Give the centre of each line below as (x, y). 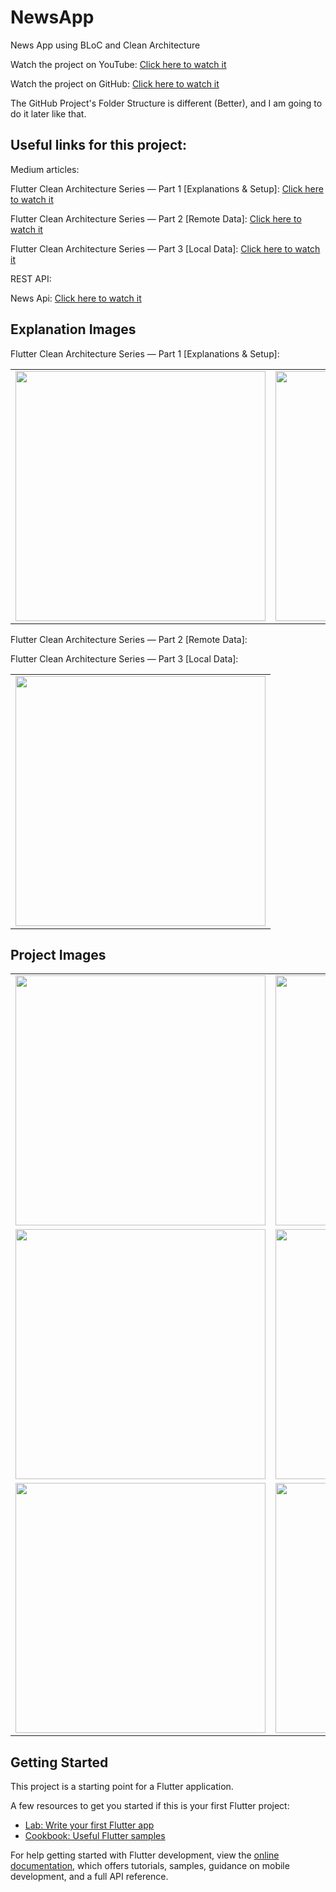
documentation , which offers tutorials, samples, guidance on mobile (150, 1866)
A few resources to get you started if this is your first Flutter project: (150, 1806)
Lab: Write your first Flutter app (89, 1825)
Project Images (58, 954)
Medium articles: (45, 169)
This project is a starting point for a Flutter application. (122, 1787)
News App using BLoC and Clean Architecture (105, 45)
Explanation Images (73, 329)
